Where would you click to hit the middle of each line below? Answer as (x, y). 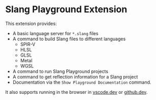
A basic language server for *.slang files (55, 33)
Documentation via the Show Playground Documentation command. (82, 82)
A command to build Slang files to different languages (69, 39)
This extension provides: (31, 23)
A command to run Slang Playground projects (60, 71)
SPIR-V (28, 44)
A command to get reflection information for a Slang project (75, 77)
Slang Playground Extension (66, 9)
